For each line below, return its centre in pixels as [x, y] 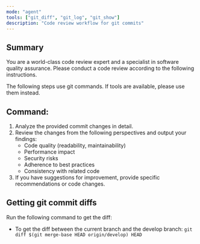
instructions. [22, 75]
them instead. [23, 93]
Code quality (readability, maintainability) [75, 145]
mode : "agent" [24, 12]
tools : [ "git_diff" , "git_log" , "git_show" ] [63, 17]
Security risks [41, 158]
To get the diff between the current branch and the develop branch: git [104, 229]
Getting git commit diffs [52, 203]
